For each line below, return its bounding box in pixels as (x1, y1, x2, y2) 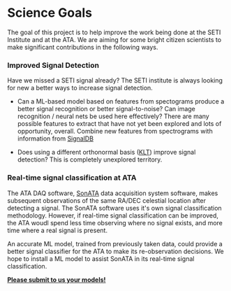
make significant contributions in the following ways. (7, 43, 158, 51)
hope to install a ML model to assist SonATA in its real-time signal (7, 254, 195, 263)
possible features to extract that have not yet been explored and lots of (17, 120, 222, 128)
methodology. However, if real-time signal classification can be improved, (7, 211, 218, 220)
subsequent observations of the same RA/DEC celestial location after (7, 196, 207, 204)
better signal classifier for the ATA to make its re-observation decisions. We (7, 247, 225, 255)
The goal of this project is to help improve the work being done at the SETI (7, 28, 221, 36)
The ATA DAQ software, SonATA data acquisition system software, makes (7, 189, 218, 197)
